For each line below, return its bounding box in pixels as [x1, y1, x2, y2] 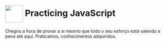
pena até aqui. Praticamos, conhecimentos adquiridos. [5, 33, 116, 39]
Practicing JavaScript [24, 8, 115, 19]
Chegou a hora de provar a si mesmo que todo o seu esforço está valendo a [5, 28, 161, 34]
